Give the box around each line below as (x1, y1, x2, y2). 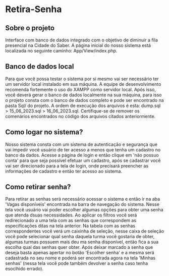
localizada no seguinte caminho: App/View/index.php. (5, 48, 118, 53)
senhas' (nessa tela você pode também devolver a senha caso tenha (5, 260, 148, 266)
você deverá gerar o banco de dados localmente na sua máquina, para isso (5, 92, 162, 98)
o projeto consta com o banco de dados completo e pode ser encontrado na (5, 97, 164, 103)
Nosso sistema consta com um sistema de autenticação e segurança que (5, 141, 158, 147)
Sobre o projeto (5, 24, 54, 32)
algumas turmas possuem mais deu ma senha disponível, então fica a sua (5, 239, 159, 245)
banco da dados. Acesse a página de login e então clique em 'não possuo (5, 152, 159, 158)
